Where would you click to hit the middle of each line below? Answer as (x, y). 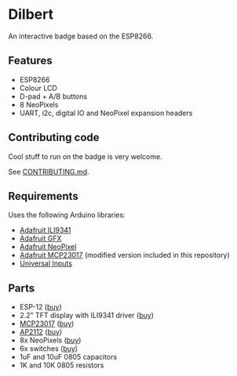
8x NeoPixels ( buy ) (50, 340)
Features (30, 61)
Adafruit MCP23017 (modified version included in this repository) (124, 255)
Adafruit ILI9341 (45, 230)
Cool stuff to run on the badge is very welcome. (85, 156)
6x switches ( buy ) (49, 349)
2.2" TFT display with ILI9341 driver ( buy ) (87, 316)
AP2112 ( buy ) (41, 332)
